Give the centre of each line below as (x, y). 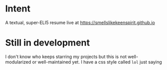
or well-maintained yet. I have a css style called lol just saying (97, 62)
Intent (18, 9)
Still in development (48, 43)
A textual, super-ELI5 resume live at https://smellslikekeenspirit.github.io (80, 22)
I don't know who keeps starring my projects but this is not (66, 56)
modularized (18, 62)
